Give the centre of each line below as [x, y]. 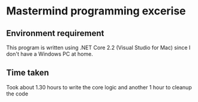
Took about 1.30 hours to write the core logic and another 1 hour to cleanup [99, 87]
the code [17, 94]
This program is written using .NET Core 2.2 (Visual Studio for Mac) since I [98, 47]
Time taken [28, 73]
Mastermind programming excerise [96, 11]
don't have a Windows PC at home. [49, 54]
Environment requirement [55, 33]
